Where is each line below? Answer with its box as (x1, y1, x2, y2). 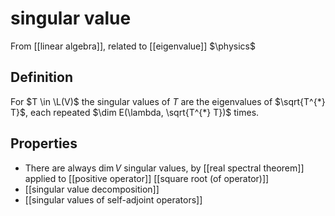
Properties (10, 135, 78, 152)
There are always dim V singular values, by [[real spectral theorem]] (24, 162, 305, 174)
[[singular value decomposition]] (24, 183, 160, 195)
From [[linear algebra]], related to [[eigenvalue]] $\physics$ (10, 40, 256, 52)
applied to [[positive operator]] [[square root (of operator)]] (24, 172, 270, 184)
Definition (10, 69, 73, 86)
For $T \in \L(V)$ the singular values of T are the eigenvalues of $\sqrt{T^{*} (10, 95, 326, 107)
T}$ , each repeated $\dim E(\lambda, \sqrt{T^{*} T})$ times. (10, 106, 260, 118)
